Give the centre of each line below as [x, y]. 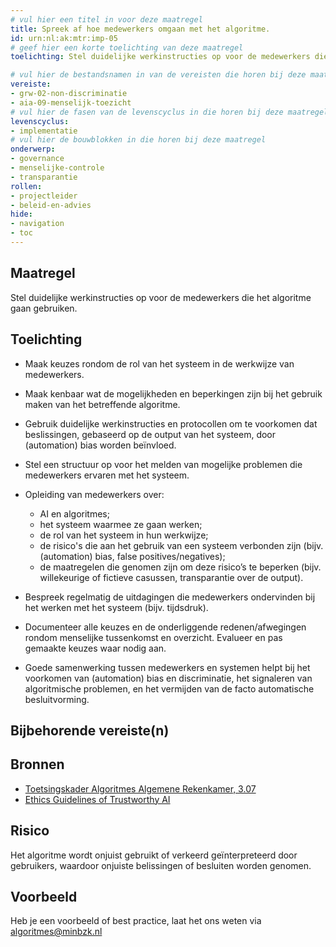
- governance [37, 159]
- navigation [37, 224]
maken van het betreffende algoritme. [102, 404]
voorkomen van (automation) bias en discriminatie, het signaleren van [168, 678]
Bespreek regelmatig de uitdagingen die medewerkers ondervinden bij [170, 597]
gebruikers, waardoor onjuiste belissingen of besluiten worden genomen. [161, 865]
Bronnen [37, 764]
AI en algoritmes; [74, 513]
